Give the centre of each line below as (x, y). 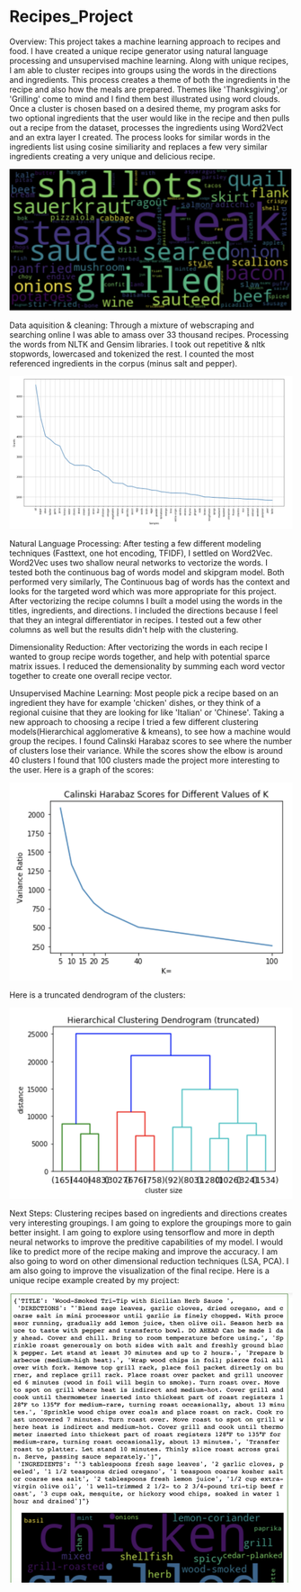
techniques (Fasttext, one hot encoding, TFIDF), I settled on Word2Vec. (141, 553)
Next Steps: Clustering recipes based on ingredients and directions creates (148, 1214)
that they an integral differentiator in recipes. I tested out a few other (136, 620)
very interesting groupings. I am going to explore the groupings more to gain (150, 1223)
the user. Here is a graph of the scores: (82, 770)
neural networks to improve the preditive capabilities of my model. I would (146, 1242)
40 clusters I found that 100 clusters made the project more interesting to (145, 760)
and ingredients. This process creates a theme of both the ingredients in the (150, 79)
